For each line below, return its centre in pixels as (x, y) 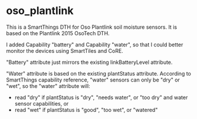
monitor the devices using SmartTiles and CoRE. (65, 50)
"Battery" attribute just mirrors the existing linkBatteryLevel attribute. (89, 62)
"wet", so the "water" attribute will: (48, 86)
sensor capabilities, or (42, 103)
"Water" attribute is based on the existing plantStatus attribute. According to (99, 73)
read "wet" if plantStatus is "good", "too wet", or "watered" (86, 110)
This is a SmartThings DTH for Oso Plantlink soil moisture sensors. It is (92, 27)
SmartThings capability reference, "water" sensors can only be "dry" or (93, 80)
